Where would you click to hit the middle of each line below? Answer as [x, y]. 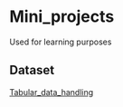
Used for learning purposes [61, 42]
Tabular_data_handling [52, 92]
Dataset [32, 70]
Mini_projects [62, 17]
